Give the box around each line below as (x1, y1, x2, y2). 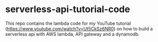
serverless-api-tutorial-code (5, 4, 130, 15)
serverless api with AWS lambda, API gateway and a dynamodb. (5, 31, 140, 37)
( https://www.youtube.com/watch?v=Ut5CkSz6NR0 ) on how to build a (5, 25, 153, 31)
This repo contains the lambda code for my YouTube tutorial (5, 20, 131, 26)
